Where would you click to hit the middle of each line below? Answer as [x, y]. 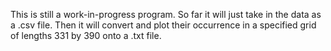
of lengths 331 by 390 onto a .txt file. [86, 35]
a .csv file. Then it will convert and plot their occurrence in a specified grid [163, 25]
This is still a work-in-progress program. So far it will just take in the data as [166, 14]
